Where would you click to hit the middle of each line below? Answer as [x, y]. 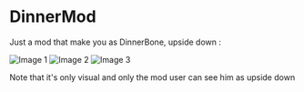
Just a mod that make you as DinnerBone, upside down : [115, 42]
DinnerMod [53, 17]
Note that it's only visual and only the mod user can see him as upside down [152, 77]
